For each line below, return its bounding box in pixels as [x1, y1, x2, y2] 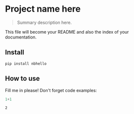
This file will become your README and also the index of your [5, 29, 129, 35]
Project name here [5, 3, 81, 15]
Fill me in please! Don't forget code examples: [5, 87, 97, 93]
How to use [5, 75, 40, 83]
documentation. [5, 34, 37, 40]
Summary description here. [17, 19, 72, 25]
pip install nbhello [5, 61, 47, 66]
